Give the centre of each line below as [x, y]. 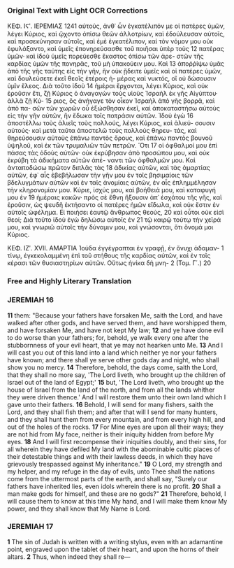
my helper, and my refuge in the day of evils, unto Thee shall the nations [111, 471]
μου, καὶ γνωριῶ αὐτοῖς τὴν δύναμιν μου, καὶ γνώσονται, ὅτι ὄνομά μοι [110, 227]
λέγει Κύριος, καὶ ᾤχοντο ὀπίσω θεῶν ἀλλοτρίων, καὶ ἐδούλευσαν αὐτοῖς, [116, 34]
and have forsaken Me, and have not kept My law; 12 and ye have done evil [115, 330]
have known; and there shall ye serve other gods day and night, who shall [113, 360]
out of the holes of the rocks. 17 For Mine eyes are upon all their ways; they [115, 427]
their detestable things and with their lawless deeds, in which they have [110, 456]
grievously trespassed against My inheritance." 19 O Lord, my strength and [115, 464]
